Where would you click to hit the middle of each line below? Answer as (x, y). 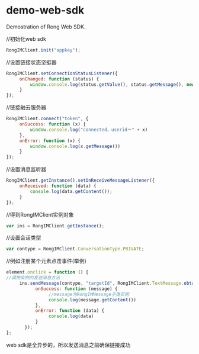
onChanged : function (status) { (59, 79)
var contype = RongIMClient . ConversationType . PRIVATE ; (75, 249)
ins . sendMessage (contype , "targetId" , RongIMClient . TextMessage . (102, 284)
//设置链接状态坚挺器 (32, 62)
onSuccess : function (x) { (52, 124)
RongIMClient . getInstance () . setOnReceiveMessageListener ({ (81, 181)
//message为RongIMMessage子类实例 (89, 294)
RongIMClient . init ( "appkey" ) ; (44, 50)
